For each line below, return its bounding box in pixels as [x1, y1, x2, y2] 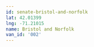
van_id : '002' [5, 32, 42, 38]
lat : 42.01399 [5, 15, 42, 21]
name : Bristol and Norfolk [5, 26, 74, 32]
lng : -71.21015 [5, 20, 45, 26]
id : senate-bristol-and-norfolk [5, 9, 88, 15]
